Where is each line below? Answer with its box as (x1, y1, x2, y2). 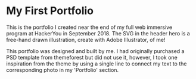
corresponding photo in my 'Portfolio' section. (6, 66, 119, 73)
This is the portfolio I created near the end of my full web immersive (6, 24, 173, 31)
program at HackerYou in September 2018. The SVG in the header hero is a (6, 29, 191, 37)
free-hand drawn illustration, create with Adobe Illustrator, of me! (6, 36, 166, 43)
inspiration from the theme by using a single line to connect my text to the (6, 60, 187, 67)
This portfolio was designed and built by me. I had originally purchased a (6, 47, 185, 54)
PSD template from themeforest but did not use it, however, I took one (6, 54, 178, 61)
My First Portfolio (6, 4, 94, 18)
